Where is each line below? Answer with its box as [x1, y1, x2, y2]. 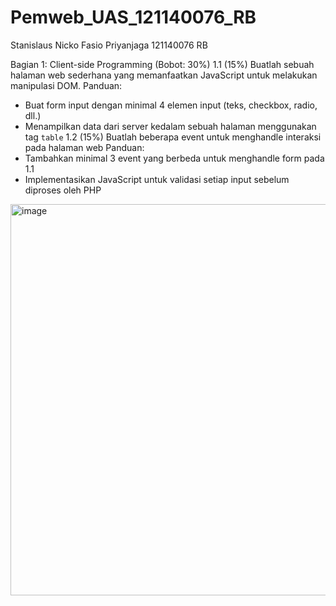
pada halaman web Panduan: [24, 141, 145, 153]
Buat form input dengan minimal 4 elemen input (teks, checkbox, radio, [24, 99, 318, 111]
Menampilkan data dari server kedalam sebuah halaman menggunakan [24, 120, 317, 132]
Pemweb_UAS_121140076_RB [10, 6, 257, 29]
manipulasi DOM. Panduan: [10, 79, 123, 91]
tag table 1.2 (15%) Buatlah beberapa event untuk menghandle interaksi [24, 131, 322, 143]
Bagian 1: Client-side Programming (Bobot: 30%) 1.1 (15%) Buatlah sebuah [10, 58, 315, 70]
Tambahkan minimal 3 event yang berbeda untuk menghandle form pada [24, 152, 325, 164]
